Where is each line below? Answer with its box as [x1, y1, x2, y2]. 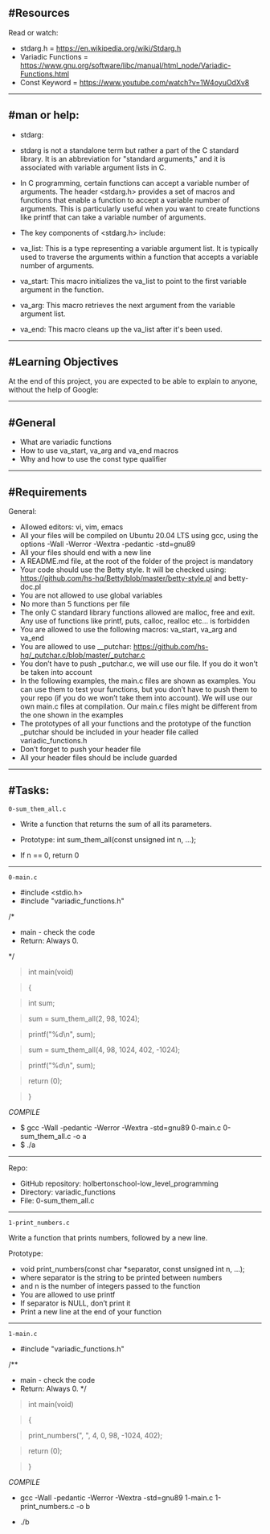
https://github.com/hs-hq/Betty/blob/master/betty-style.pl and [19, 574, 227, 583]
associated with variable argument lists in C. [19, 162, 167, 172]
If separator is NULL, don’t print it [19, 1298, 131, 1308]
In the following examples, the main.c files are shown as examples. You [19, 676, 256, 686]
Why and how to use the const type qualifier [19, 454, 167, 464]
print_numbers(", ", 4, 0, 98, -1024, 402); [27, 1430, 163, 1440]
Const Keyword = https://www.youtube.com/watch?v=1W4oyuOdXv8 [19, 77, 250, 87]
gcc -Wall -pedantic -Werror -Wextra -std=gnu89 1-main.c [19, 1492, 214, 1503]
